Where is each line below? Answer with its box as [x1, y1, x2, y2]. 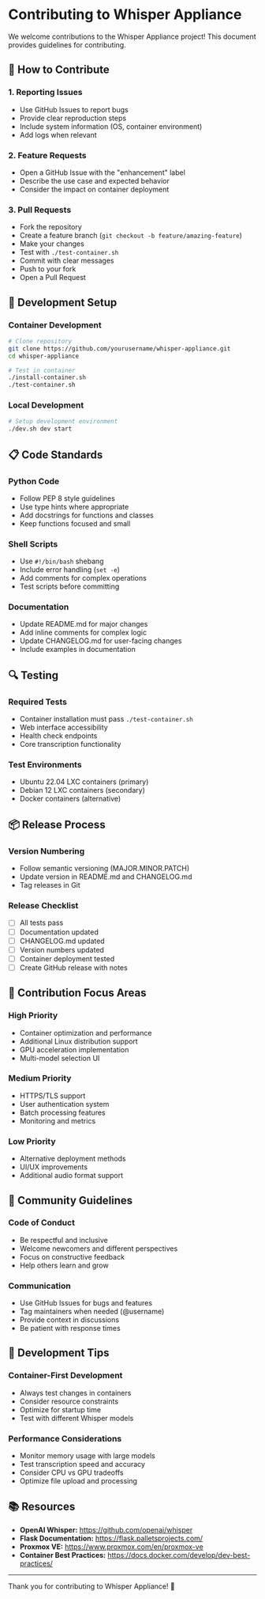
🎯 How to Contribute [8, 63, 110, 77]
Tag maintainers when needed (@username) [19, 1307, 165, 1317]
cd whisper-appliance [8, 352, 80, 360]
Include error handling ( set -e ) [19, 565, 121, 574]
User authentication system [19, 1099, 110, 1108]
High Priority [8, 1010, 58, 1021]
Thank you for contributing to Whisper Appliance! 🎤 [8, 1581, 175, 1591]
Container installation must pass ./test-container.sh [19, 714, 193, 724]
